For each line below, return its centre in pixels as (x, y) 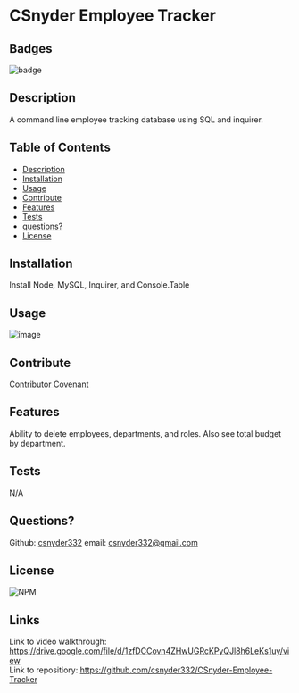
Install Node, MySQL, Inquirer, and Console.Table (100, 285)
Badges (31, 49)
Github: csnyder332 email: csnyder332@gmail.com (104, 542)
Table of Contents (60, 148)
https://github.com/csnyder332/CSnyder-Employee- (176, 670)
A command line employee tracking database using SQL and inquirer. (136, 119)
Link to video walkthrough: (58, 642)
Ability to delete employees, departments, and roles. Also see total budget (145, 433)
